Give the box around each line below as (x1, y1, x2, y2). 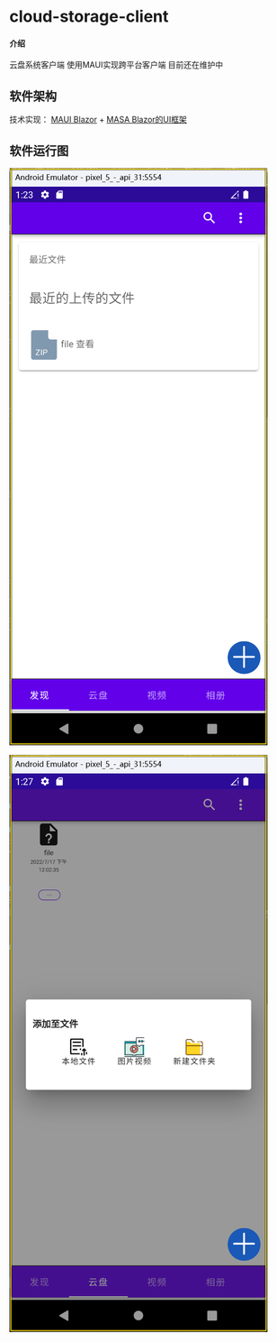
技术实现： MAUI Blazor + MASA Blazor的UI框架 (9, 115, 187, 125)
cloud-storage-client (9, 6, 169, 27)
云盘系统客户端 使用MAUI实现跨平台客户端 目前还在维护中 (9, 60, 224, 70)
